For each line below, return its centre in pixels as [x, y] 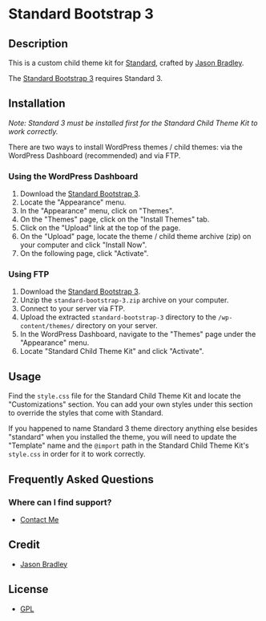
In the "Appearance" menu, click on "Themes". [97, 211]
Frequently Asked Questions [81, 479]
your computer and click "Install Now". [83, 245]
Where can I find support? [60, 502]
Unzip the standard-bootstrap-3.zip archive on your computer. [124, 300]
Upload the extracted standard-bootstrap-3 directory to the [118, 317]
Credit [24, 545]
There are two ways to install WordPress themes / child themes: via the [125, 147]
